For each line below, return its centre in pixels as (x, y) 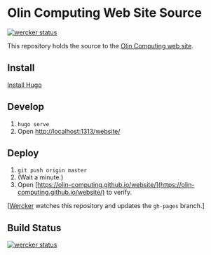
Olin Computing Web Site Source (104, 13)
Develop (26, 107)
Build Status (34, 228)
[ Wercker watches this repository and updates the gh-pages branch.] (106, 206)
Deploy (23, 153)
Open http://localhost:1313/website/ (69, 131)
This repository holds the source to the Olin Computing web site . (101, 46)
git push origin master (52, 171)
